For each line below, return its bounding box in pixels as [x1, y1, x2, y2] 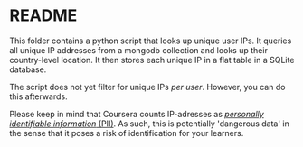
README [9, 5, 78, 26]
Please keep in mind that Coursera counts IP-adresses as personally [9, 108, 264, 119]
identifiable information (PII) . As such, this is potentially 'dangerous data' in [9, 118, 289, 129]
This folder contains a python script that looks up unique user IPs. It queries [9, 35, 292, 46]
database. [9, 64, 47, 75]
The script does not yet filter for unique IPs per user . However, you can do [9, 81, 286, 92]
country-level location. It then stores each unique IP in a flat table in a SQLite [9, 54, 295, 65]
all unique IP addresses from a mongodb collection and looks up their [9, 44, 269, 55]
